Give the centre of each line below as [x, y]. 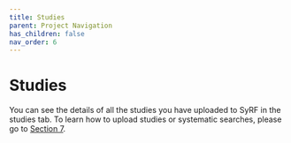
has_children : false [47, 34]
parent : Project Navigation [61, 26]
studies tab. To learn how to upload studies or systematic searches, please [145, 119]
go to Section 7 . [38, 129]
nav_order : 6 [33, 42]
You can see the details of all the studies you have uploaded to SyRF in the [145, 110]
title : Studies [37, 17]
